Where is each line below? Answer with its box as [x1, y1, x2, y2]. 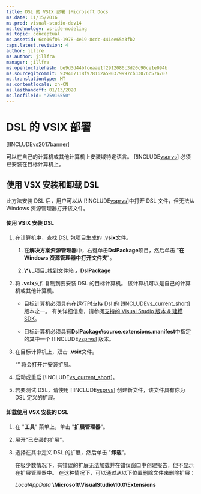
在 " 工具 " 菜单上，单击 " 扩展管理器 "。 [14, 423, 109, 430]
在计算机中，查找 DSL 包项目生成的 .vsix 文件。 [14, 234, 132, 241]
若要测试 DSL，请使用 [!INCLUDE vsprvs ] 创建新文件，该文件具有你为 [14, 386, 185, 394]
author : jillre [6, 48, 44, 54]
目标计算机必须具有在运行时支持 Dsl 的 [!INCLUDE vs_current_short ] [23, 300, 190, 307]
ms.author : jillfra [6, 53, 55, 59]
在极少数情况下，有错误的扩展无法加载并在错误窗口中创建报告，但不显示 [14, 461, 194, 469]
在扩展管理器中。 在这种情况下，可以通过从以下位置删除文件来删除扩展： [14, 469, 196, 476]
